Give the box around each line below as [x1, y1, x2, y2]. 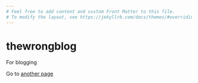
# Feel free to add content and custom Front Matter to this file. [6, 8, 176, 15]
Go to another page [6, 70, 54, 77]
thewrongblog [6, 39, 77, 53]
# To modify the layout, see [6, 14, 78, 20]
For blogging [6, 59, 37, 66]
